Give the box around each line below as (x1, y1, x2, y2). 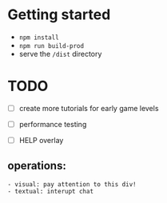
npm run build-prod (18, 42, 85, 50)
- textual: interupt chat (7, 187, 93, 195)
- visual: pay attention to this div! (7, 180, 137, 189)
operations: (7, 159, 67, 173)
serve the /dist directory (18, 49, 102, 58)
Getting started (7, 6, 111, 24)
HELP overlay (18, 136, 64, 145)
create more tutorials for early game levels (18, 103, 159, 113)
